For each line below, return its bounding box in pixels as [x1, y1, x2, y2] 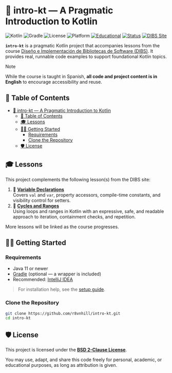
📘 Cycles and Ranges [12, 202, 60, 209]
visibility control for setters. [12, 197, 71, 203]
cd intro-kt [5, 315, 31, 321]
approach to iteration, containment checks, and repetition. [12, 213, 136, 220]
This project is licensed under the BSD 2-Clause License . [5, 347, 127, 353]
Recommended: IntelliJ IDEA [12, 276, 73, 283]
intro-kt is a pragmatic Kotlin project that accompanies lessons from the [5, 42, 160, 48]
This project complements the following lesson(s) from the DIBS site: [5, 176, 150, 182]
